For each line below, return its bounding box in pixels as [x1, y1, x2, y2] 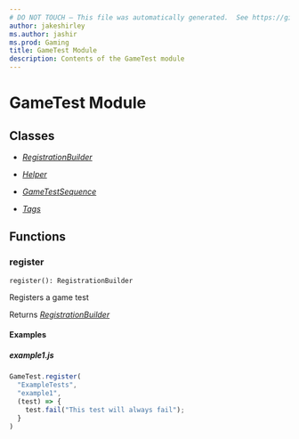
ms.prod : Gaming [9, 37, 69, 47]
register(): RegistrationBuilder [9, 276, 133, 285]
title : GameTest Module [9, 46, 98, 55]
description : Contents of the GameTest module [9, 54, 185, 63]
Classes [9, 128, 55, 143]
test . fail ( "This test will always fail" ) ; [25, 405, 185, 414]
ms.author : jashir [9, 29, 77, 38]
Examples [9, 329, 47, 340]
